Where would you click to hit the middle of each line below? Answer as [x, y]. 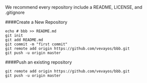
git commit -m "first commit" [37, 44]
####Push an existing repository [38, 62]
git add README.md [24, 40]
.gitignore [15, 12]
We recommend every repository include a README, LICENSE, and [74, 7]
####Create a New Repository [36, 22]
